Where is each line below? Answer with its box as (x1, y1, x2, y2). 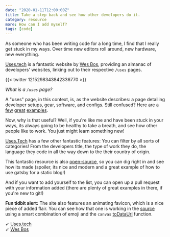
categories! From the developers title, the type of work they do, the (5, 144, 147, 150)
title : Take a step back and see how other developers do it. (5, 12, 140, 17)
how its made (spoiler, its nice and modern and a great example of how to (5, 164, 160, 170)
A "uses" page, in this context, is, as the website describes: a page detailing (5, 97, 165, 103)
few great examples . (5, 107, 48, 113)
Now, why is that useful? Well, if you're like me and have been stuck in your (5, 117, 164, 123)
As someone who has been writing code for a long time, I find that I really (5, 40, 159, 46)
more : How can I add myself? (5, 21, 67, 27)
